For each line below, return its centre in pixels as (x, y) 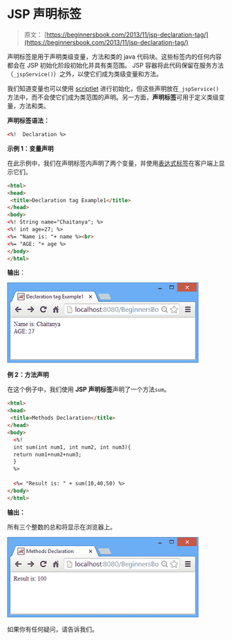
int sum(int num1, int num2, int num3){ (72, 447)
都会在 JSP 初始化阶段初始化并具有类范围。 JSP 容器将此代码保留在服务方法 (116, 65)
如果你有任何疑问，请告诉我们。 (52, 629)
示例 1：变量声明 (30, 148)
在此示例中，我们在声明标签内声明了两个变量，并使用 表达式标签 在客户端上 (113, 163)
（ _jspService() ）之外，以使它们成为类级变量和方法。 (85, 74)
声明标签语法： (28, 120)
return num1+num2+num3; (47, 454)
